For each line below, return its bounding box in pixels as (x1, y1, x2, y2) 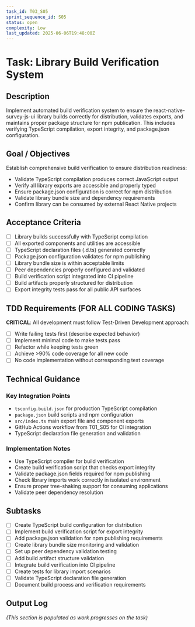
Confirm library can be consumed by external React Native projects (14, 200, 177, 207)
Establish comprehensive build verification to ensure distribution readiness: (6, 164, 187, 171)
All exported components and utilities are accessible (14, 240, 141, 247)
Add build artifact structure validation (14, 554, 105, 561)
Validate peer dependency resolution (14, 489, 104, 496)
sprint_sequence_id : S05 (6, 14, 67, 20)
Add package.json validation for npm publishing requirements (14, 534, 163, 542)
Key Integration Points (6, 391, 71, 400)
